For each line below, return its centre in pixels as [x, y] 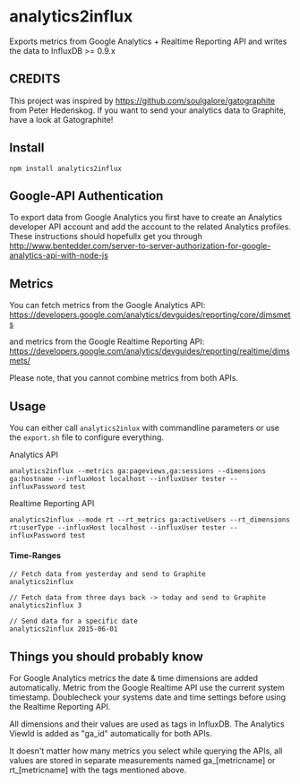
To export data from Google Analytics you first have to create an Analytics [146, 218]
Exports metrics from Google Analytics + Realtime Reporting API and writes [148, 41]
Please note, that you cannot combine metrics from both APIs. [124, 378]
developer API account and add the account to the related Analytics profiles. [150, 227]
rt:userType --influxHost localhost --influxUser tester [118, 528]
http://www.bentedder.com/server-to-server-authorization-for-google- [140, 246]
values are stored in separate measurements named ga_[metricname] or [142, 761]
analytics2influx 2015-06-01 [64, 629]
